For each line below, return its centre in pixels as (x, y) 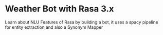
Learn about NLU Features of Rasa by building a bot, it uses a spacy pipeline (82, 22)
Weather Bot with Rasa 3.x (60, 9)
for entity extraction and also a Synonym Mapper (54, 27)
